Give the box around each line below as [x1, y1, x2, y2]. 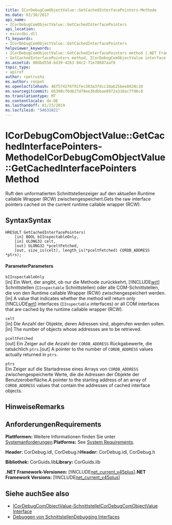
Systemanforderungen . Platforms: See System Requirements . [5, 439, 135, 445]
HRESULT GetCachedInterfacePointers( [5, 229, 86, 235]
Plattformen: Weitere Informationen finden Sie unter [5, 434, 116, 440]
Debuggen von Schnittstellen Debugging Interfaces [12, 514, 120, 520]
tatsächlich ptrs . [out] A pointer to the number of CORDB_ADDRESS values [5, 346, 154, 352]
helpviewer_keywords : [5, 46, 52, 51]
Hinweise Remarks [5, 402, 65, 411]
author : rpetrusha [5, 74, 45, 80]
